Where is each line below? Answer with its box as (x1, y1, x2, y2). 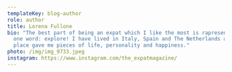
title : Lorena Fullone (7, 23, 72, 29)
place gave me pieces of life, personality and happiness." (13, 42, 190, 49)
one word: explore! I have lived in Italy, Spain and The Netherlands (13, 36, 221, 43)
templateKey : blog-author (7, 10, 81, 17)
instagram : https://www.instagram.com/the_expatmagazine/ (7, 55, 177, 62)
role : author (7, 16, 45, 23)
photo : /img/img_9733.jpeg (7, 49, 85, 56)
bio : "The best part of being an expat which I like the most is (7, 29, 199, 36)
